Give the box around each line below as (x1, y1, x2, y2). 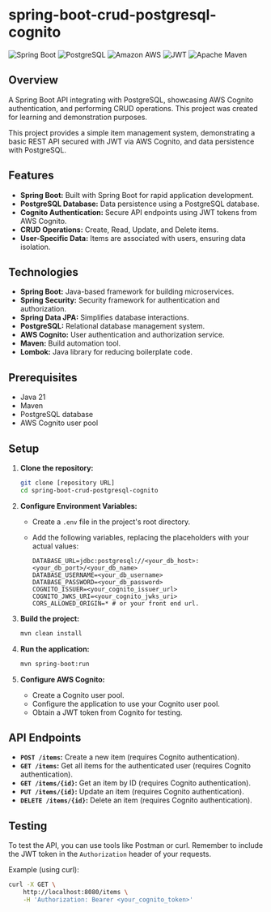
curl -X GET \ (8, 880, 57, 889)
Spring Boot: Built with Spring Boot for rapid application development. (19, 190, 254, 200)
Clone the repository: (19, 463, 94, 472)
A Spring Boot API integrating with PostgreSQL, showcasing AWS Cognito (8, 95, 254, 105)
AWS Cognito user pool (19, 418, 99, 428)
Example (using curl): (8, 865, 79, 875)
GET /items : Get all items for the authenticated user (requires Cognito (19, 761, 251, 771)
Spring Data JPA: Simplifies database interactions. (19, 312, 189, 322)
